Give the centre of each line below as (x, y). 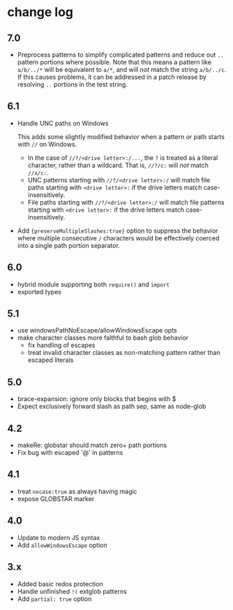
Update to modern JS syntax (59, 537)
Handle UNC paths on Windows (63, 123)
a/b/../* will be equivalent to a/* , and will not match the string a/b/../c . (122, 70)
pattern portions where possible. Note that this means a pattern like (114, 62)
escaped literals (51, 360)
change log (40, 12)
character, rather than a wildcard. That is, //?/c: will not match (118, 165)
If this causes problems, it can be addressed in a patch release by (112, 77)
